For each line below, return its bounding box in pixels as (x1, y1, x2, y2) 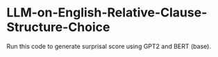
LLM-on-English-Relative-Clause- (6, 5, 208, 21)
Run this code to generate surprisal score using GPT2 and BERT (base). (6, 42, 211, 50)
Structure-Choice (6, 19, 110, 35)
